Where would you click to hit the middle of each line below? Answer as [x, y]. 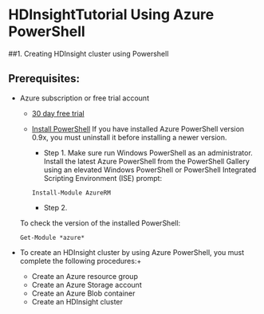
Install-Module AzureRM [71, 193]
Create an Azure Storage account [87, 285]
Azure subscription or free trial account [85, 98]
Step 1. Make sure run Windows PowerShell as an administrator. [148, 152]
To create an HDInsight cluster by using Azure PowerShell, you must [132, 252]
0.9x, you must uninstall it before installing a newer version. [129, 137]
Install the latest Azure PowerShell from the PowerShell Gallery [146, 161]
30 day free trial [58, 113]
